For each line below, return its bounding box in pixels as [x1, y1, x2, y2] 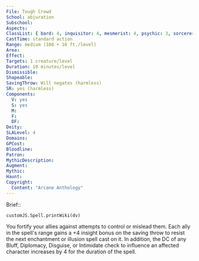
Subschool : [6, 20, 33, 25]
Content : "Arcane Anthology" [11, 185, 84, 191]
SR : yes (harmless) [6, 86, 54, 92]
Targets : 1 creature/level [6, 58, 73, 64]
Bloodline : [6, 146, 33, 152]
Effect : [6, 53, 25, 59]
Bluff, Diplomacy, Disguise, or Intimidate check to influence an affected [6, 241, 179, 249]
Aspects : [6, 25, 28, 31]
